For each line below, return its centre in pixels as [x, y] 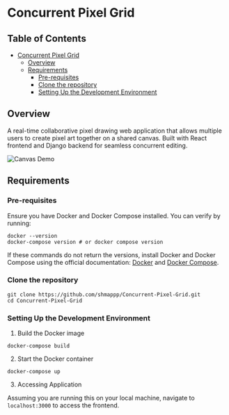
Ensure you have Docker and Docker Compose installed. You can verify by [114, 215]
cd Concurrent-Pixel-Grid [45, 300]
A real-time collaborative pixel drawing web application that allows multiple [115, 131]
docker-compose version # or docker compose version [85, 242]
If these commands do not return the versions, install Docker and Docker [111, 254]
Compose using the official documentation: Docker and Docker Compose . [113, 262]
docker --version [32, 236]
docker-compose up [34, 372]
